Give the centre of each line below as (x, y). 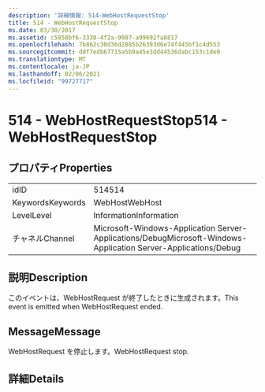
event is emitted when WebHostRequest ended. (86, 307)
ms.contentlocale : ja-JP (49, 67)
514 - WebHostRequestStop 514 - (118, 120)
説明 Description (48, 277)
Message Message (54, 331)
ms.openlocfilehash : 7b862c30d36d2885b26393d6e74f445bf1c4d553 (114, 45)
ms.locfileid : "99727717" (50, 81)
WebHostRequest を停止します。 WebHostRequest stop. (99, 352)
